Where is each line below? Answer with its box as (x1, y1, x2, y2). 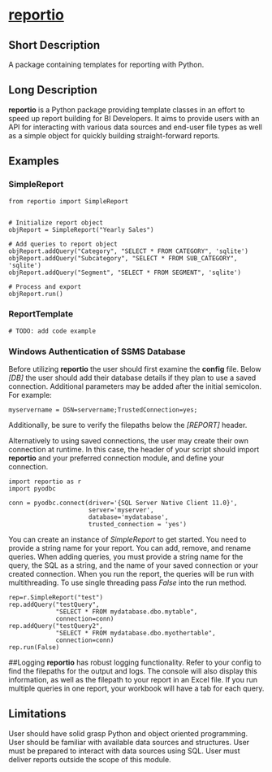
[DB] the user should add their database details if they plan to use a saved (8, 373, 257, 383)
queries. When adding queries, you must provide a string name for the (8, 552, 244, 562)
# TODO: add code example (8, 327, 96, 335)
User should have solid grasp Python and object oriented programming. (8, 728, 248, 738)
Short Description (8, 38, 101, 52)
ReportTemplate (8, 308, 74, 320)
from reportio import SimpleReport (8, 197, 129, 205)
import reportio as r (8, 478, 82, 486)
